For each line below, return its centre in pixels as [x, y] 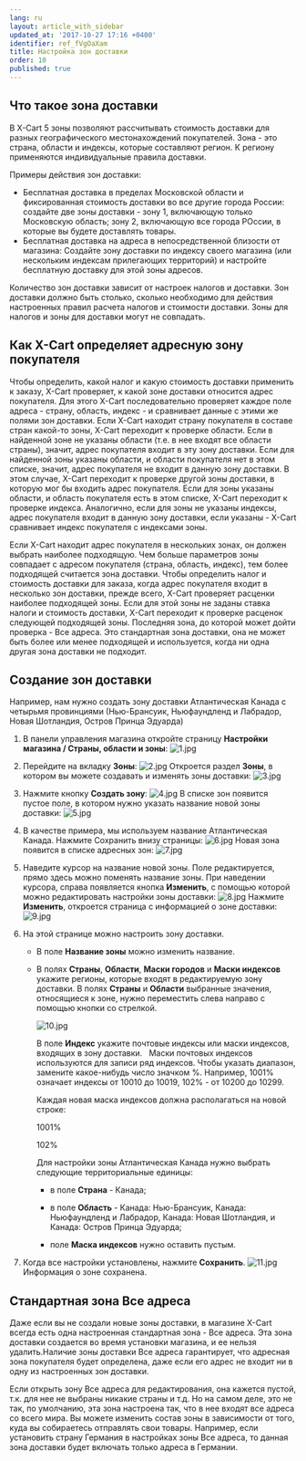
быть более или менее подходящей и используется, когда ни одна [140, 642]
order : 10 [28, 60]
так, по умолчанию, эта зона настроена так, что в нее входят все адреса [152, 1409]
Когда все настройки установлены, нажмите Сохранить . [134, 1263]
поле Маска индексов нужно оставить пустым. [143, 1245]
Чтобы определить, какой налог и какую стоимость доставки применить [152, 381]
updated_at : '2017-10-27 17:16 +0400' [83, 35]
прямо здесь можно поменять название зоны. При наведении [144, 878]
